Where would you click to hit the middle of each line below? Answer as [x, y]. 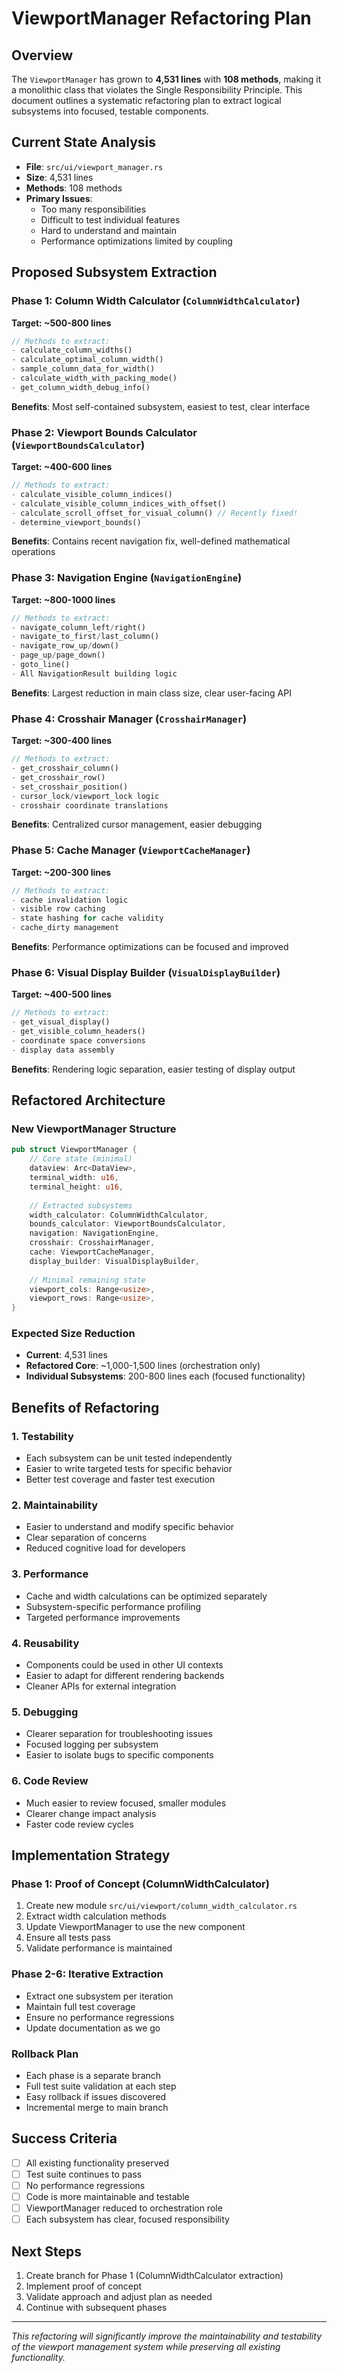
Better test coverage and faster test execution [120, 1479]
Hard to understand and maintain [109, 230]
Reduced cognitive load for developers [105, 1548]
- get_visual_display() [61, 1022]
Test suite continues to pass [84, 2174]
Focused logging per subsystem [92, 1744]
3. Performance [50, 1574]
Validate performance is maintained [99, 1948]
